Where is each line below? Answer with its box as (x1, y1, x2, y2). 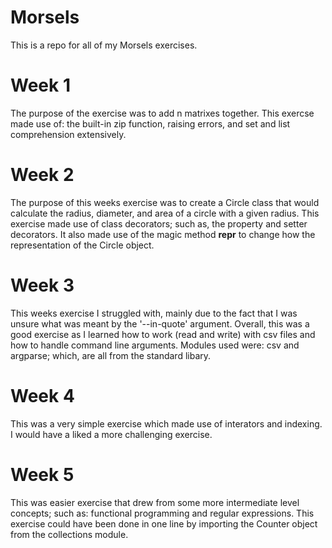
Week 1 (10, 74, 71, 97)
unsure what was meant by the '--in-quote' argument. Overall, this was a (10, 317, 310, 330)
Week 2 (10, 164, 75, 186)
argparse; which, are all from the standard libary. (10, 349, 212, 361)
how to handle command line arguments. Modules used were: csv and (10, 339, 300, 351)
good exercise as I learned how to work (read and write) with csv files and (10, 328, 316, 340)
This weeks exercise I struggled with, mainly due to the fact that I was (10, 307, 298, 319)
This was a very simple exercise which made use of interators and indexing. (10, 417, 323, 430)
